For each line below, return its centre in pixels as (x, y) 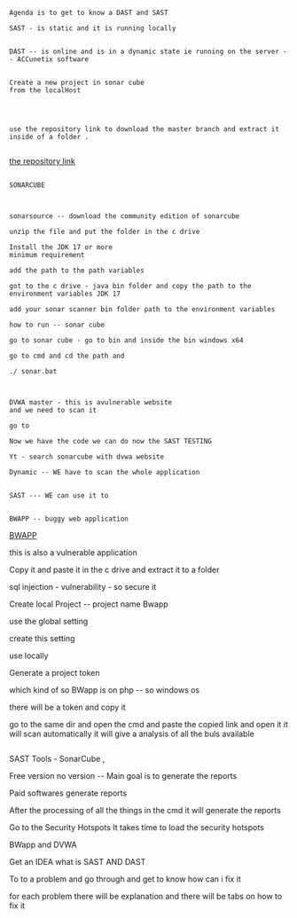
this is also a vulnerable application (73, 553)
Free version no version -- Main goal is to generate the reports (123, 776)
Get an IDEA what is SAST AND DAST (78, 862)
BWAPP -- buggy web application (69, 519)
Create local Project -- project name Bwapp (89, 604)
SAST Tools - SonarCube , (57, 759)
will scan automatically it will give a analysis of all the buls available (132, 734)
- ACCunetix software (49, 59)
